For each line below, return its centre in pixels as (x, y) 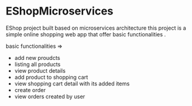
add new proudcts (37, 58)
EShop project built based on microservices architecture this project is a (96, 28)
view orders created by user (50, 96)
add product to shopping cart (51, 77)
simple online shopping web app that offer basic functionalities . (86, 34)
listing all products (37, 64)
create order (30, 90)
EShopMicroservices (60, 11)
